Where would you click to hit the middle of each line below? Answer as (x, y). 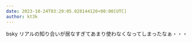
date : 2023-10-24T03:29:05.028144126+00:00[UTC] (66, 11)
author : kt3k (22, 17)
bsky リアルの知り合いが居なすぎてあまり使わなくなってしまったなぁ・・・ (97, 34)
